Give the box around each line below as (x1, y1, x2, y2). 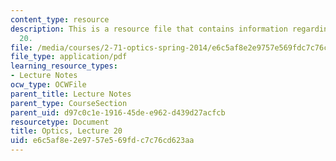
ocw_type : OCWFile (10, 80, 87, 90)
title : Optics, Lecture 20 (10, 126, 123, 136)
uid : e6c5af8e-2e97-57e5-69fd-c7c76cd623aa (10, 136, 195, 146)
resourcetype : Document (10, 117, 110, 127)
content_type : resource (10, 14, 110, 25)
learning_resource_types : (10, 61, 118, 71)
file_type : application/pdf (10, 52, 128, 62)
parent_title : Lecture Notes (10, 89, 132, 99)
